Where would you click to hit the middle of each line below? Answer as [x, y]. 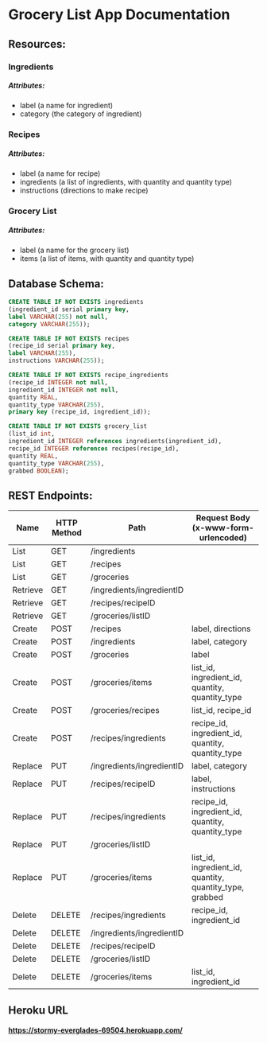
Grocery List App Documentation [119, 15]
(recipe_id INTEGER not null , [58, 382]
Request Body [223, 518]
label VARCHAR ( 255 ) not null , [58, 317]
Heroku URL [39, 1010]
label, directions [221, 629]
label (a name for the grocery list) [74, 250]
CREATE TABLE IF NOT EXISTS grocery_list [78, 426]
